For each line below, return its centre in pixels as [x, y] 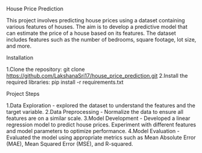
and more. [19, 46]
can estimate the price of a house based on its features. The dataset [91, 33]
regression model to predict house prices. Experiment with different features [101, 125]
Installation [20, 58]
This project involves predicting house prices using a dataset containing [96, 20]
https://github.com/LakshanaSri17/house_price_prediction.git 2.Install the [97, 76]
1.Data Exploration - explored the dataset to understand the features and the [101, 105]
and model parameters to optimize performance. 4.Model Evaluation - [93, 131]
